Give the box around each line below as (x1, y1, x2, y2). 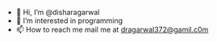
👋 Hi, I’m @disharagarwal (15, 8, 100, 17)
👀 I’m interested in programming (15, 16, 123, 25)
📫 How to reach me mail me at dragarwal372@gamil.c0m (15, 25, 209, 34)
